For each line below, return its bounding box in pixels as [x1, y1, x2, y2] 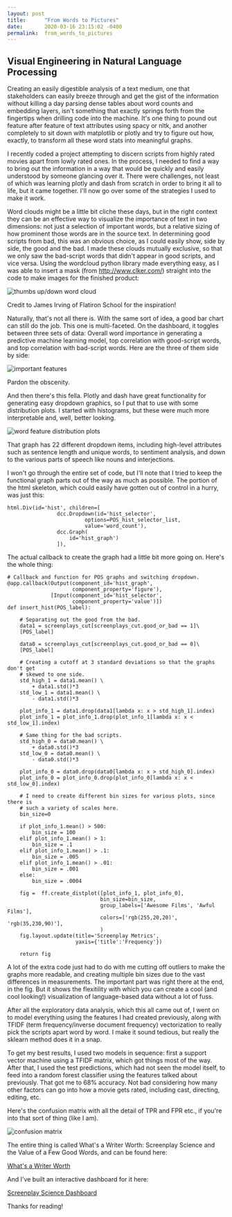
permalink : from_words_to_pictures [7, 29, 113, 37]
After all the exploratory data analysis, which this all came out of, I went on [7, 1006, 220, 1014]
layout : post [7, 10, 45, 17]
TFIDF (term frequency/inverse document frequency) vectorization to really [7, 1020, 222, 1029]
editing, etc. [7, 1093, 42, 1102]
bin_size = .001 [32, 866, 79, 872]
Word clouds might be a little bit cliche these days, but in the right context [7, 208, 218, 216]
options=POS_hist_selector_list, [84, 517, 181, 524]
